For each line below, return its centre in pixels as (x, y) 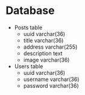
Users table (29, 66)
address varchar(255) (50, 47)
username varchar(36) (51, 79)
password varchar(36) (51, 85)
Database (30, 11)
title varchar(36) (43, 40)
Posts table (28, 27)
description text (43, 53)
